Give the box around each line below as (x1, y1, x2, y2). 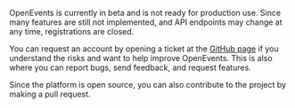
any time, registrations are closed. (9, 27, 135, 36)
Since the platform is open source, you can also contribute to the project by (9, 80, 287, 89)
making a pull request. (9, 89, 91, 99)
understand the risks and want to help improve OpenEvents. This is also (9, 53, 274, 63)
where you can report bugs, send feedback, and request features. (9, 62, 251, 73)
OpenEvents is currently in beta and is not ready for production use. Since (9, 8, 282, 18)
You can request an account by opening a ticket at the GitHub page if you (9, 43, 279, 54)
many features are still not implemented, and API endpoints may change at (9, 17, 283, 27)
